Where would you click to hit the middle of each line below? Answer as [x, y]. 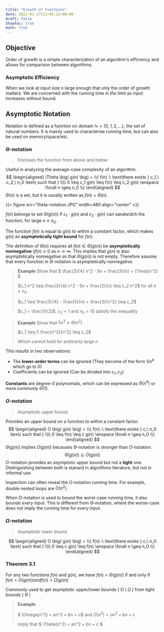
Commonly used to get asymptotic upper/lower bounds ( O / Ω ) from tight [80, 589]
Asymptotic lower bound [42, 532]
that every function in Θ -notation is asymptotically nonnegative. [70, 261]
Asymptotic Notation [38, 114]
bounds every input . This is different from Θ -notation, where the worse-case [82, 503]
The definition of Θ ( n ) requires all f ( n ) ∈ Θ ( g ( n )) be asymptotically [73, 246]
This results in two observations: [38, 351]
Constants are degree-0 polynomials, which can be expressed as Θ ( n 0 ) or [81, 383]
